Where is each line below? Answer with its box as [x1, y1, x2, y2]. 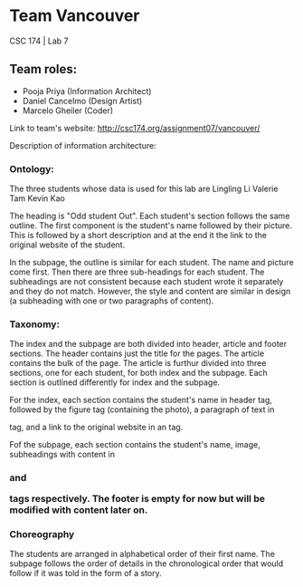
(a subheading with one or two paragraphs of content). [9, 295, 214, 306]
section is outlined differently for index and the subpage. [9, 377, 220, 388]
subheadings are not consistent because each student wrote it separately [9, 276, 284, 287]
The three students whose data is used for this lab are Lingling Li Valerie [9, 183, 279, 195]
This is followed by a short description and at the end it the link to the [9, 230, 268, 241]
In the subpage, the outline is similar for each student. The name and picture [9, 257, 294, 268]
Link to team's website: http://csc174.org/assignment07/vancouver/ [9, 122, 260, 133]
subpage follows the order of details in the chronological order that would [9, 558, 284, 569]
